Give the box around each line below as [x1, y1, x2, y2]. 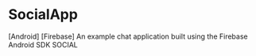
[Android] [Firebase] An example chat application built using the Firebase [8, 32, 248, 41]
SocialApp [8, 6, 78, 24]
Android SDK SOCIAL [8, 39, 78, 49]
